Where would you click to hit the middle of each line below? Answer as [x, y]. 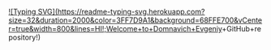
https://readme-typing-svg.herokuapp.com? [131, 12]
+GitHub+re [242, 29]
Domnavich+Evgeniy [187, 29]
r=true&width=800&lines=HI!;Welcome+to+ [81, 29]
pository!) [25, 37]
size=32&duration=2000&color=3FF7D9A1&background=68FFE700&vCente [135, 20]
